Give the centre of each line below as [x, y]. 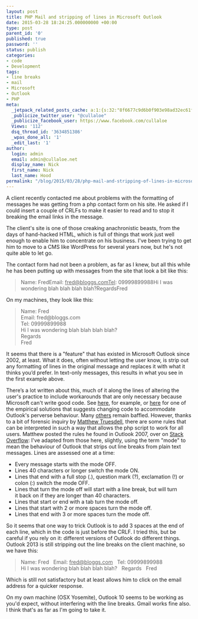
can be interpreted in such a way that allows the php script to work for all [95, 428]
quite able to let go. [29, 253]
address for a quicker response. [45, 585]
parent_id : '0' [25, 34]
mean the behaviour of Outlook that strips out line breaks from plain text [94, 446]
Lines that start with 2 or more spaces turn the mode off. [83, 508]
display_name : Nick [35, 165]
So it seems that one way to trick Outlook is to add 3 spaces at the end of [95, 525]
